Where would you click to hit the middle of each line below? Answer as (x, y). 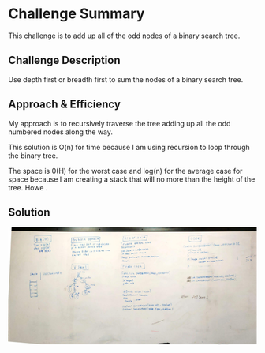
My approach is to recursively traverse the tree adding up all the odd (119, 123)
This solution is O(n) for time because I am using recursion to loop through (129, 147)
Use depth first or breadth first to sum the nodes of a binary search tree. (126, 79)
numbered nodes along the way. (60, 132)
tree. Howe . (28, 187)
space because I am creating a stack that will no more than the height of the (132, 179)
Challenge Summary (77, 14)
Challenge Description (64, 60)
